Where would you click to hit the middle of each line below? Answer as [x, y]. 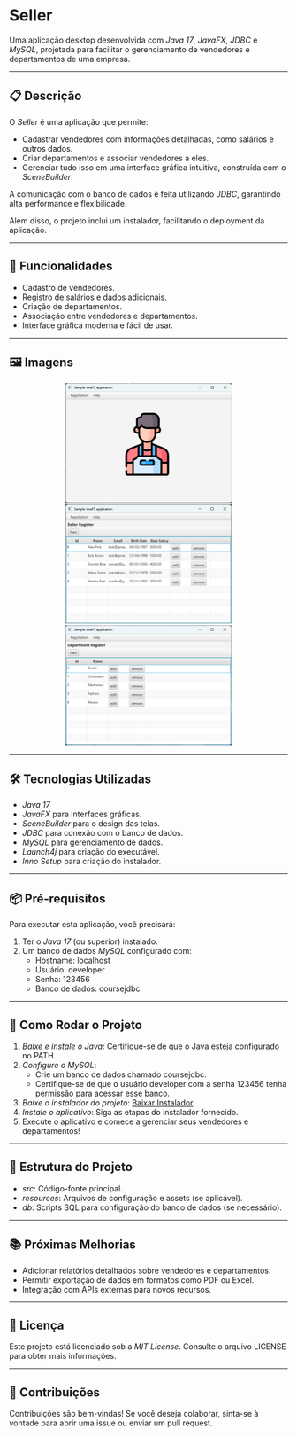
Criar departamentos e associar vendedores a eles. [115, 158]
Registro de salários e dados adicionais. [95, 297]
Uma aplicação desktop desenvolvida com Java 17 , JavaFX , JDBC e [133, 40]
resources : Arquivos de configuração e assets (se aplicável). [132, 1198]
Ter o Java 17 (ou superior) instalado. [90, 941]
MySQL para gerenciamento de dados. [92, 842]
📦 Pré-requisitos [57, 898]
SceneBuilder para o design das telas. [91, 824]
